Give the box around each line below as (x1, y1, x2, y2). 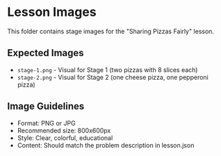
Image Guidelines (7, 101, 85, 112)
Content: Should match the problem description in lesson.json (17, 141, 195, 149)
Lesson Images (7, 4, 97, 20)
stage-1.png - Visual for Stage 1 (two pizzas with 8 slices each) (17, 65, 198, 73)
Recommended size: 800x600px (17, 126, 111, 135)
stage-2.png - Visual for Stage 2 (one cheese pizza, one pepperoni (17, 73, 208, 81)
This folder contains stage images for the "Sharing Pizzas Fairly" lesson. (7, 27, 214, 35)
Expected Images (7, 47, 85, 59)
